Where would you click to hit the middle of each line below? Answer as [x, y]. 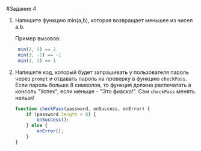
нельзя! [25, 97]
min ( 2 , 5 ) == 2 [37, 49]
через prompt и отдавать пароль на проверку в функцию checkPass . [101, 78]
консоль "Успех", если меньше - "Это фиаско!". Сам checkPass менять [105, 91]
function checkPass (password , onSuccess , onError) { [82, 109]
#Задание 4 [21, 9]
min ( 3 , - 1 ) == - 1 [39, 55]
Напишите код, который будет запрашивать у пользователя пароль [102, 72]
